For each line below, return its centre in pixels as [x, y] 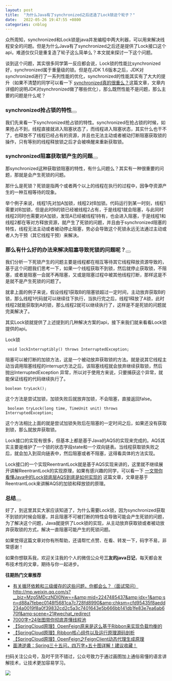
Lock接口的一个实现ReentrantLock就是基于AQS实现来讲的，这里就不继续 [82, 464]
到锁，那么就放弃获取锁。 [32, 430]
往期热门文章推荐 [23, 575]
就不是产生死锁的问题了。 [37, 281]
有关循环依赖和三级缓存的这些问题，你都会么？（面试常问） [76, 586]
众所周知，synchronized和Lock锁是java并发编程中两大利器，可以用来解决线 [85, 40]
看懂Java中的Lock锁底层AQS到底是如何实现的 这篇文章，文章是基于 [77, 477]
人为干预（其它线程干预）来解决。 [46, 235]
